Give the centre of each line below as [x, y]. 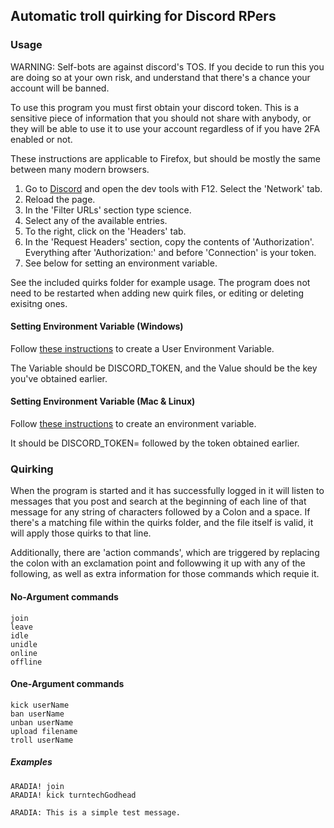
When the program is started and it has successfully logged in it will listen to [167, 491]
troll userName [42, 740]
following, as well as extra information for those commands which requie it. [165, 574]
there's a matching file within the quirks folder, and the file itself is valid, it [162, 523]
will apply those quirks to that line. [81, 533]
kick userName [40, 705]
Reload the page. [60, 199]
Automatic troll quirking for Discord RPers [143, 16]
